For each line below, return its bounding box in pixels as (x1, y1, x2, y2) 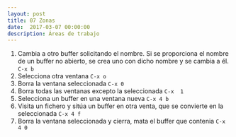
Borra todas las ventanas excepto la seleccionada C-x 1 (17, 87, 184, 95)
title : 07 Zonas (7, 17, 55, 24)
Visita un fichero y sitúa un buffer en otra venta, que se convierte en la (17, 102, 224, 110)
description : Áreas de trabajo (7, 30, 100, 37)
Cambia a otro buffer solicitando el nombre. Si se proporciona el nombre (17, 49, 229, 58)
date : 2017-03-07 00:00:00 (7, 23, 91, 30)
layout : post (7, 10, 46, 18)
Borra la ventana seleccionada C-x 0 (17, 79, 124, 88)
